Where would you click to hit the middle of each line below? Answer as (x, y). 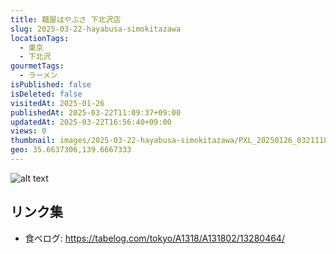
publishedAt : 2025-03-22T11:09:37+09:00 (96, 112)
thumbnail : (33, 141)
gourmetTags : (37, 66)
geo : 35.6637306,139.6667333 (71, 150)
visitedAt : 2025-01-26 (57, 103)
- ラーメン (38, 76)
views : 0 (28, 131)
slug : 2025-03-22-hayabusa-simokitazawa (96, 29)
